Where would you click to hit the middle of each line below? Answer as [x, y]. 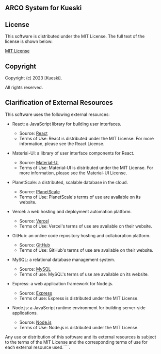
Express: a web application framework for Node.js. [63, 283]
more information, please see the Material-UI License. [73, 173]
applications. [25, 313]
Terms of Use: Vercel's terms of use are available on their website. [86, 226]
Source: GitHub [35, 245]
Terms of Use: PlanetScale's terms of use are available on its [80, 197]
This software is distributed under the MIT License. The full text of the [75, 37]
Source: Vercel [34, 221]
